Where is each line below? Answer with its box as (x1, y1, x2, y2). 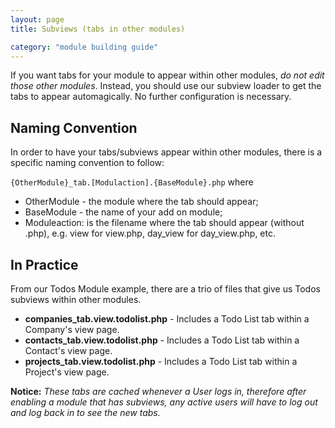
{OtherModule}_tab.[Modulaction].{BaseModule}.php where (10, 176, 254, 188)
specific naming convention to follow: (10, 157, 165, 169)
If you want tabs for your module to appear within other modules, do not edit (10, 69, 325, 81)
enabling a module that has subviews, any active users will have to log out (10, 396, 318, 408)
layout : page (10, 14, 65, 25)
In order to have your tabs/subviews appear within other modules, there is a (10, 146, 323, 158)
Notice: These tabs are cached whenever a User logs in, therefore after (10, 386, 307, 397)
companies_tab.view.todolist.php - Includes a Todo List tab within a (24, 313, 310, 325)
